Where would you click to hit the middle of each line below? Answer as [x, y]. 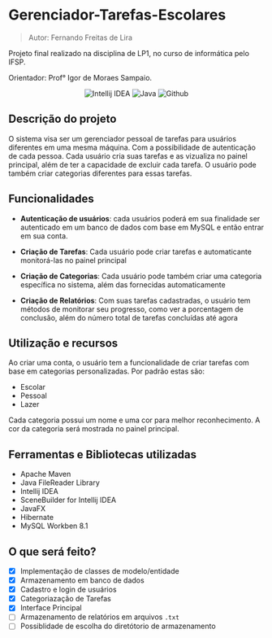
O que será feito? [52, 551]
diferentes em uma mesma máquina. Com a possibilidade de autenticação [132, 147]
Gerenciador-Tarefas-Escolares [117, 15]
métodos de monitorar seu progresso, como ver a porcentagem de [132, 309]
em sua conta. [44, 236]
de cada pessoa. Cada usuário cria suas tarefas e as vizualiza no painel [128, 155]
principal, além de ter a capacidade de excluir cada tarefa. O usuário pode [133, 164]
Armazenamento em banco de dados [82, 580]
